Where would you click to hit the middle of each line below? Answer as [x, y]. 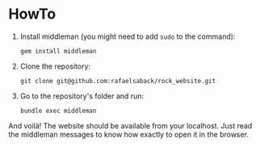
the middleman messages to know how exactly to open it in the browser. [128, 134]
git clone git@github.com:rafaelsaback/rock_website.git [118, 81]
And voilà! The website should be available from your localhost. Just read [130, 125]
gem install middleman [58, 51]
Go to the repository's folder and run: [82, 96]
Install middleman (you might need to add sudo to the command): [128, 36]
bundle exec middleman [58, 111]
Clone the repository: [55, 66]
